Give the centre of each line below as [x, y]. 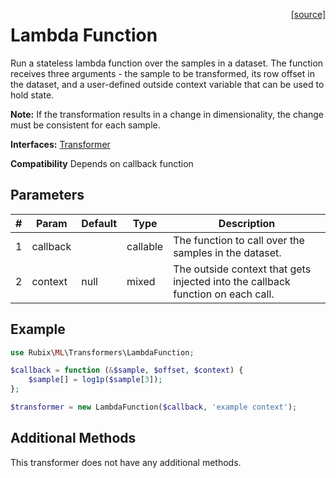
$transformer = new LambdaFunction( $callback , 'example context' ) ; [154, 407]
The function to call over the [239, 240]
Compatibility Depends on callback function [102, 163]
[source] [308, 14]
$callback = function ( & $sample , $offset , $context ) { [127, 370]
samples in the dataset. [227, 252]
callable [145, 246]
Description [247, 223]
